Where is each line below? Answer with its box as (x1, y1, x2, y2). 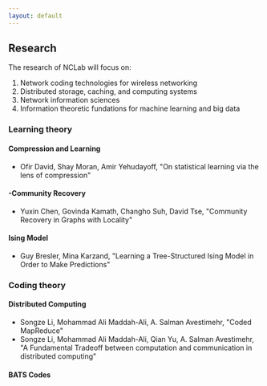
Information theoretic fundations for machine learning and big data (19, 104, 241, 113)
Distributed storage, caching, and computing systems (19, 87, 198, 96)
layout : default (8, 11, 63, 20)
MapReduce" (19, 326, 64, 335)
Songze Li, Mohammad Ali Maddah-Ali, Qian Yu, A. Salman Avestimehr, (19, 335, 255, 344)
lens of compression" (19, 170, 91, 180)
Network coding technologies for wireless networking (19, 78, 198, 88)
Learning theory (8, 124, 73, 135)
